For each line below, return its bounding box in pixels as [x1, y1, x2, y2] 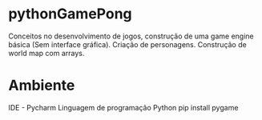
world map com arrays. [8, 48, 85, 58]
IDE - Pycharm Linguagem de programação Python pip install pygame [8, 102, 239, 112]
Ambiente [8, 77, 75, 94]
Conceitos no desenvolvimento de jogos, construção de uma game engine [8, 31, 254, 41]
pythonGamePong [8, 5, 132, 23]
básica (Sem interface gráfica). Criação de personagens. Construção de [8, 39, 247, 49]
